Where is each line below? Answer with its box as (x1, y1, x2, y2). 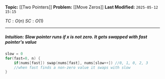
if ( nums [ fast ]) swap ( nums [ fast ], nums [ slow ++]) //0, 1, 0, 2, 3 (14, 60, 148, 65)
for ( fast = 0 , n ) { (5, 56, 41, 61)
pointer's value (5, 39, 37, 45)
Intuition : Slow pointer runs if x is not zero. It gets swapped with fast (5, 34, 147, 40)
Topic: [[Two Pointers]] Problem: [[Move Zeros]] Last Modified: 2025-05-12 (5, 4, 158, 10)
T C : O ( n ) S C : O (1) (5, 18, 44, 24)
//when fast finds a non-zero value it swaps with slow (14, 65, 131, 70)
